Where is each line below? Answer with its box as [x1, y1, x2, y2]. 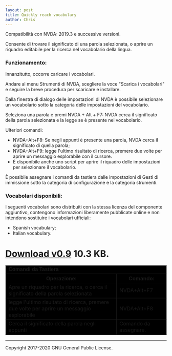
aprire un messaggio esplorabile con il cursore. [12, 153, 112, 159]
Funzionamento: [5, 59, 47, 67]
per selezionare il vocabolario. [12, 164, 77, 170]
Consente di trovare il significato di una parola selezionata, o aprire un [5, 41, 153, 47]
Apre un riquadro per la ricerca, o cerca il [8, 283, 107, 290]
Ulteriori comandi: [5, 127, 44, 133]
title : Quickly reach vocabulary [5, 12, 77, 17]
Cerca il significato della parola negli [8, 320, 96, 327]
